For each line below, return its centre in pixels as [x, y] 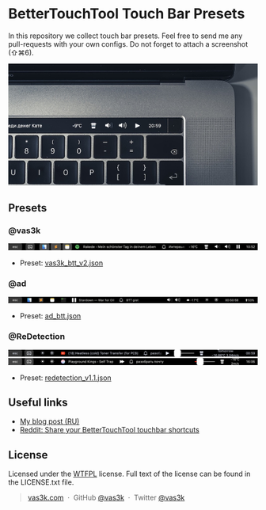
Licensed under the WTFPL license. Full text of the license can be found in [129, 474]
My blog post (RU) [49, 421]
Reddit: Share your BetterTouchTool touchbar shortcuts [109, 430]
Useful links [38, 403]
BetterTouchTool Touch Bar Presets [127, 14]
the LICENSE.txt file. [41, 482]
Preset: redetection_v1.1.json [66, 378]
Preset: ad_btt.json [50, 316]
